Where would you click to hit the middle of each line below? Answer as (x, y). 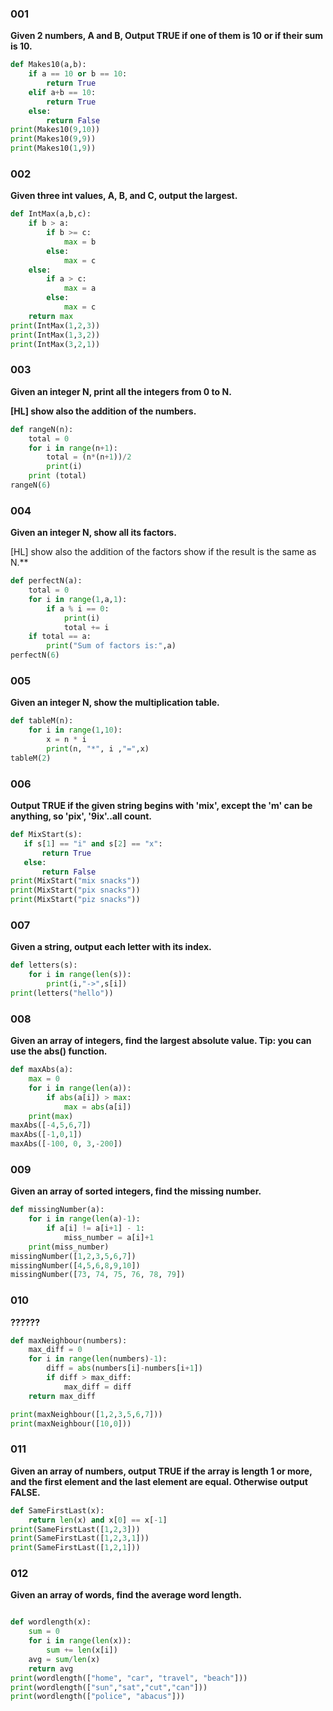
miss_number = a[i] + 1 (109, 1237)
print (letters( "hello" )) (62, 993)
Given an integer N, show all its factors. (93, 533)
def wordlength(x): (51, 1622)
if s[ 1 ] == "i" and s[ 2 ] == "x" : (93, 843)
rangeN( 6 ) (31, 485)
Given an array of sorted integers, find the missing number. (136, 1191)
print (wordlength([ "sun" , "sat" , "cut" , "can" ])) (109, 1687)
